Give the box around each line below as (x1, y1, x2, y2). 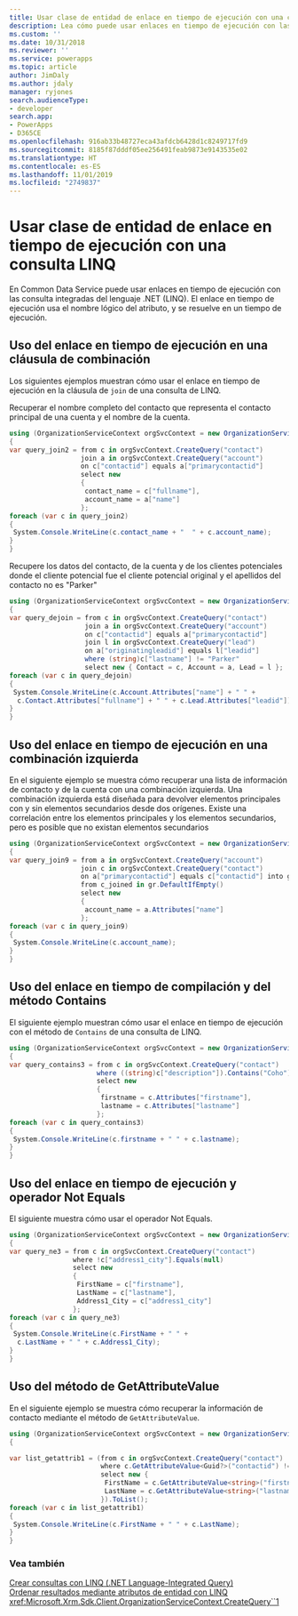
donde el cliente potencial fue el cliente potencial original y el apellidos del (9, 570, 281, 581)
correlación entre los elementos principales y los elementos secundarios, (9, 812, 277, 823)
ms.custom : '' (9, 29, 62, 38)
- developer (9, 104, 53, 113)
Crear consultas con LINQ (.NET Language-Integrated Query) (9, 1578, 233, 1588)
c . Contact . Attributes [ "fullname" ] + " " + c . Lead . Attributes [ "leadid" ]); (17, 695, 295, 705)
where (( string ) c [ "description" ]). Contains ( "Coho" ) (96, 1068, 292, 1077)
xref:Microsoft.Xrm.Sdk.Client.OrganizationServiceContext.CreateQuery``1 (9, 1596, 279, 1607)
